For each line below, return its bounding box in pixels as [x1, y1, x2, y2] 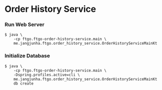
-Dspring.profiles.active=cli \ [13, 72, 80, 77]
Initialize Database [4, 52, 50, 59]
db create [13, 81, 34, 86]
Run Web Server [4, 21, 45, 28]
